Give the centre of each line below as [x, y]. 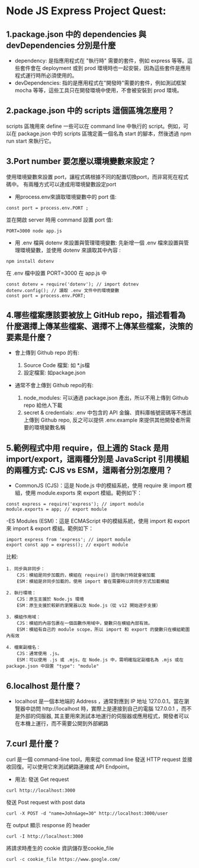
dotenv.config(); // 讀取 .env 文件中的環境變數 [63, 290]
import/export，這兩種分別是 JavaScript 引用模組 [98, 459]
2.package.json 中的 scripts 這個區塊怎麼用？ [90, 111]
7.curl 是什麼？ [33, 744]
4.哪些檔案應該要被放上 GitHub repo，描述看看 [92, 315]
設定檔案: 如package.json [54, 373]
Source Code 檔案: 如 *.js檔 [57, 365]
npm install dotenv [30, 261]
